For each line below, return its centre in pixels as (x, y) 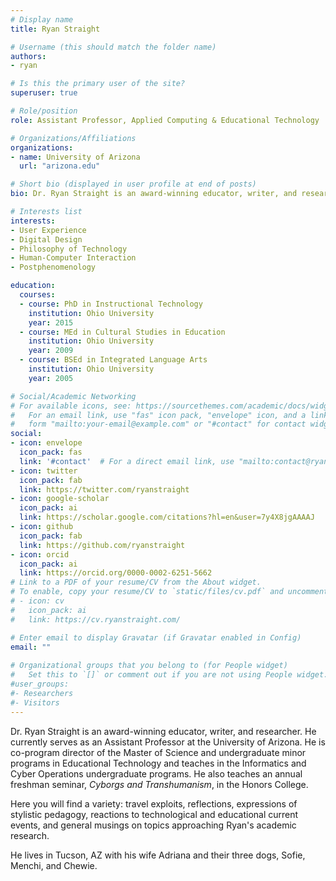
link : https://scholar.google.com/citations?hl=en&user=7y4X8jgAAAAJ (167, 517)
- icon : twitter (44, 471)
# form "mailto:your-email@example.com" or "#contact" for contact (158, 424)
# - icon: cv (37, 601)
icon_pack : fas (51, 452)
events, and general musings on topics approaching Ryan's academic (153, 825)
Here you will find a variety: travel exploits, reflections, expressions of (154, 803)
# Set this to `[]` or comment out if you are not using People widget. (169, 675)
